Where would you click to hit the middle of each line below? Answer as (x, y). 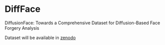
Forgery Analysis (22, 28)
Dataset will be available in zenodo (40, 38)
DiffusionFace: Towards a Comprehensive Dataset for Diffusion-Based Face (82, 23)
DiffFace (23, 9)
